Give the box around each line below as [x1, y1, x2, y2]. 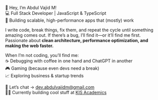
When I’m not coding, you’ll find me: [5, 52, 79, 58]
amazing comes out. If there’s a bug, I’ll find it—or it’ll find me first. [5, 32, 141, 38]
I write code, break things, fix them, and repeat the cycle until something [5, 27, 154, 33]
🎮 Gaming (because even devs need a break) [5, 65, 99, 71]
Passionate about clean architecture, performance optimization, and [5, 38, 149, 43]
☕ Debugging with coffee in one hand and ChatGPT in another [5, 58, 133, 64]
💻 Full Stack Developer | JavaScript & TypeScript [5, 10, 107, 16]
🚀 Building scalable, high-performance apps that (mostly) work [5, 17, 134, 23]
